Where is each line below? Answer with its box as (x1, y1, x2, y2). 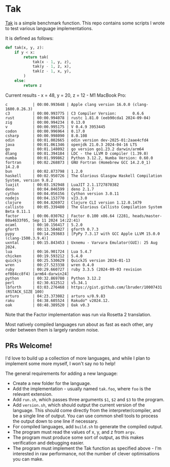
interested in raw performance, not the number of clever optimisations (12, 450, 160, 456)
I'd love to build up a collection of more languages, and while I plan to (5, 355, 151, 361)
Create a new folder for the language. (12, 380, 91, 386)
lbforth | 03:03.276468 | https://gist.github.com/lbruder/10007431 (5, 285, 162, 290)
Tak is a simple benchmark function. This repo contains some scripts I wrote (5, 20, 165, 26)
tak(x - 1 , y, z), (32, 59, 72, 64)
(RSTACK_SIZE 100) (5, 289, 44, 294)
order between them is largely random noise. (5, 326, 99, 333)
